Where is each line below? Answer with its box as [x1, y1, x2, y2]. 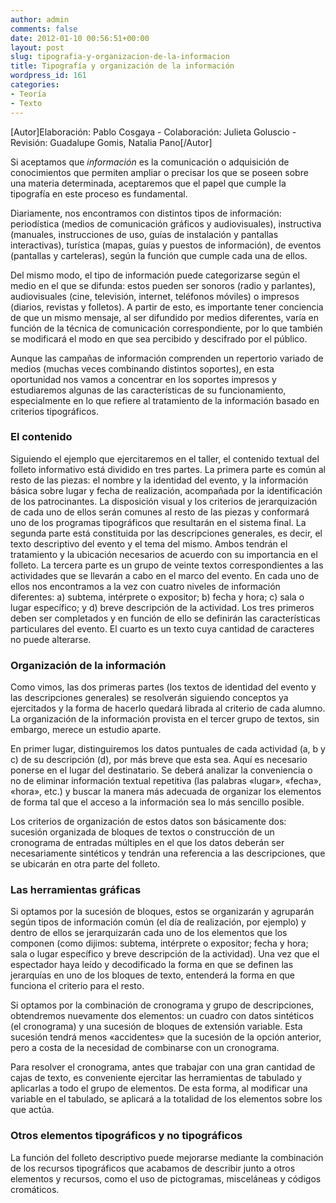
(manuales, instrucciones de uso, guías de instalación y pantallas [10, 228, 279, 240]
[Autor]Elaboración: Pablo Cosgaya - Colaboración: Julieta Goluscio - [10, 126, 297, 138]
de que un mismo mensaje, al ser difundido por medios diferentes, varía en [10, 311, 320, 323]
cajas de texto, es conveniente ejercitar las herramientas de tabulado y [10, 1072, 303, 1084]
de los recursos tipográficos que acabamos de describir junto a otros [10, 1162, 296, 1174]
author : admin [10, 14, 70, 25]
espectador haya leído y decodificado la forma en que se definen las [10, 959, 294, 971]
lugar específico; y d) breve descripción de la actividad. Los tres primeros [10, 601, 315, 613]
